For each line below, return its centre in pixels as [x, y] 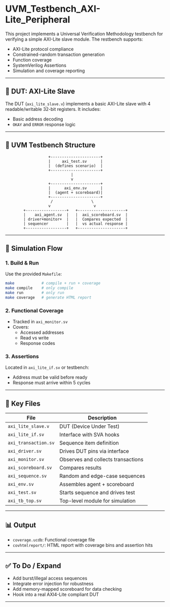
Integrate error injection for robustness [53, 584]
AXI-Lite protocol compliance [43, 49]
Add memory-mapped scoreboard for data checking [67, 589]
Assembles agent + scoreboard [97, 484]
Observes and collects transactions [101, 459]
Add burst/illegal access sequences [50, 578]
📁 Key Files [23, 403]
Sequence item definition [89, 443]
